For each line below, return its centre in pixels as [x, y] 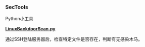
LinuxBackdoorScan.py [30, 29]
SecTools [17, 7]
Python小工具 [19, 19]
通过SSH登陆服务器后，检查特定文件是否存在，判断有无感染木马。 [74, 39]
